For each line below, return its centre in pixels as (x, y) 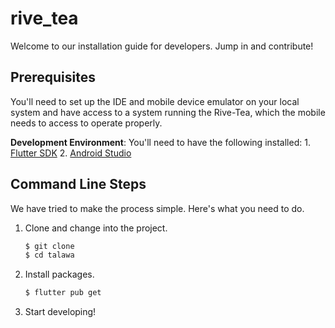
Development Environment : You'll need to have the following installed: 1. (160, 142)
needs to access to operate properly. (86, 123)
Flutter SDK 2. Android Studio (71, 153)
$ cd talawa (49, 255)
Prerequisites (53, 77)
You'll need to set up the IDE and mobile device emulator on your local (155, 101)
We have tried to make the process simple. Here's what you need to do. (157, 208)
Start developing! (60, 312)
